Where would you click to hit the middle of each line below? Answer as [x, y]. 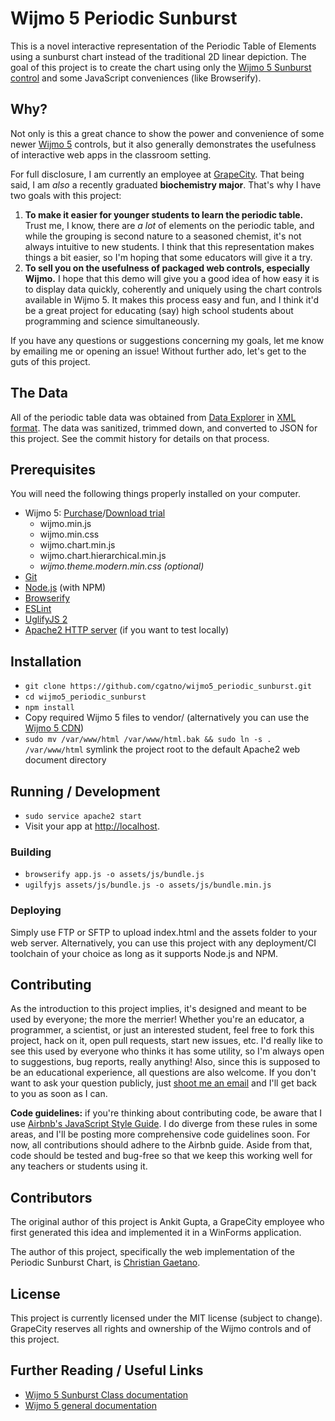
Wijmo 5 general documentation [90, 1405]
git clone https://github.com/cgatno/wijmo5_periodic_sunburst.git [168, 687]
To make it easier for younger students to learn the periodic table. [164, 214]
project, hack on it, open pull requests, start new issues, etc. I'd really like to [166, 1041]
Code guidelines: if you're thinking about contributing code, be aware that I [166, 1113]
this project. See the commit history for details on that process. [140, 438]
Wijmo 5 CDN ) [54, 728]
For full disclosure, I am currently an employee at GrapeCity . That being [157, 174]
